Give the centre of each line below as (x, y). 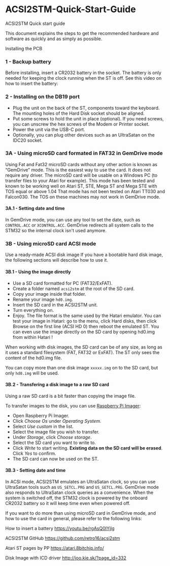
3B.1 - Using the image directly (38, 272)
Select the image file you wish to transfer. (56, 432)
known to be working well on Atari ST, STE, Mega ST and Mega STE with (81, 186)
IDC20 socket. (28, 140)
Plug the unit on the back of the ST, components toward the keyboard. (86, 108)
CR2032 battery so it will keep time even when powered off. (68, 503)
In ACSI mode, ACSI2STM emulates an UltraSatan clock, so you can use (80, 482)
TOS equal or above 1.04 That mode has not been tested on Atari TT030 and (85, 191)
